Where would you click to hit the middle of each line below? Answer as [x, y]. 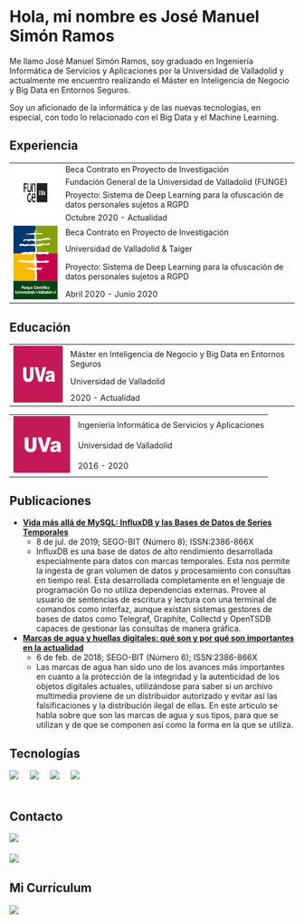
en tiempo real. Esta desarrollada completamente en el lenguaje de [161, 580]
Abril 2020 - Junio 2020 [111, 294]
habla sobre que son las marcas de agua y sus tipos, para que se [157, 715]
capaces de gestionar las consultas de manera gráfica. [138, 628]
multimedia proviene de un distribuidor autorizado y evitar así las [157, 696]
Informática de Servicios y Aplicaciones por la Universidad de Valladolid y [147, 71]
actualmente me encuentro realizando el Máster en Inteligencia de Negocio [149, 80]
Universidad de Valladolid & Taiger [128, 249]
